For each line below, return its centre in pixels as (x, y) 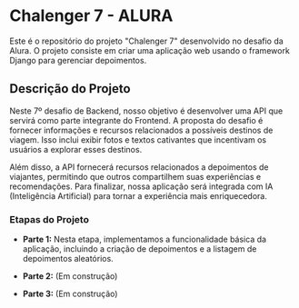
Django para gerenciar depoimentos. (78, 60)
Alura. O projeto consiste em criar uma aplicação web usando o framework (150, 50)
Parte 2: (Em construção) (70, 276)
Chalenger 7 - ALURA (91, 16)
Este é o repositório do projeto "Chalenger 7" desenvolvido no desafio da (146, 41)
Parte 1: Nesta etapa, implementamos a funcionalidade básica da (144, 239)
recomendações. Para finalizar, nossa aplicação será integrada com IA (141, 186)
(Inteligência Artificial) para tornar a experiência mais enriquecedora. (139, 195)
